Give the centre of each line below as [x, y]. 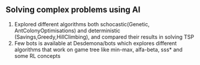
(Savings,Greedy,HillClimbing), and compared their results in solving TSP [104, 37]
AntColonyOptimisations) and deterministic [67, 30]
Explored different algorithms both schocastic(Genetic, [82, 24]
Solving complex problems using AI [73, 10]
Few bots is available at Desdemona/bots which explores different [96, 43]
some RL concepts [37, 55]
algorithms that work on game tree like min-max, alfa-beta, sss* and [99, 49]
